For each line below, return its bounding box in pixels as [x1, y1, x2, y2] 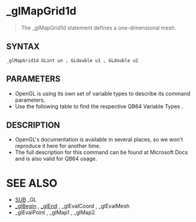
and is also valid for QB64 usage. [14, 155, 97, 162]
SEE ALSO [6, 176, 58, 190]
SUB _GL [14, 196, 37, 203]
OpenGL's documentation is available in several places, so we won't [14, 136, 183, 143]
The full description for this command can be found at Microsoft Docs [14, 149, 188, 156]
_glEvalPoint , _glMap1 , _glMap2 [14, 209, 95, 216]
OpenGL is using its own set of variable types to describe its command [14, 90, 191, 97]
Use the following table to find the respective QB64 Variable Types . [14, 102, 183, 109]
